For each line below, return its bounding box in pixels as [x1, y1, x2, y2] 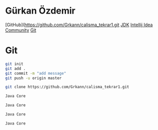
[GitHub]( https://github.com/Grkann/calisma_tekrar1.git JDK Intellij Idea [5, 22, 153, 28]
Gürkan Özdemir [5, 5, 75, 17]
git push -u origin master [5, 76, 62, 81]
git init [5, 61, 24, 67]
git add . [5, 66, 26, 71]
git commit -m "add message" [5, 71, 66, 76]
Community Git [5, 27, 37, 33]
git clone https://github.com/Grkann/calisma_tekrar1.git [5, 85, 129, 90]
